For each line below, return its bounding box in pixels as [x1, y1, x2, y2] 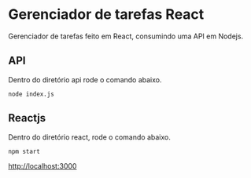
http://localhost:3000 [8, 161, 77, 170]
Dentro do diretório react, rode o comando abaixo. [8, 132, 171, 142]
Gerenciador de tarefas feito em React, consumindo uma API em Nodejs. [8, 31, 244, 41]
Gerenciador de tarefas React [8, 5, 205, 24]
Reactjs [8, 111, 46, 125]
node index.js [8, 90, 55, 98]
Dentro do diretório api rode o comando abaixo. [8, 74, 162, 84]
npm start [8, 147, 41, 155]
